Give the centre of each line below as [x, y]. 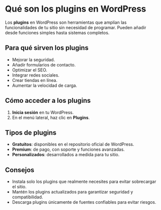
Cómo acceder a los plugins [48, 101]
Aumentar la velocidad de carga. [45, 85]
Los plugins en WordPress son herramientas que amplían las [66, 22]
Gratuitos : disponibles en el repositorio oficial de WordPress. [73, 145]
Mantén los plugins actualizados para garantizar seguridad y [72, 192]
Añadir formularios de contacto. [44, 65]
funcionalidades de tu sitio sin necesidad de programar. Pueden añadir [76, 27]
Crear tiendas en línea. [35, 80]
